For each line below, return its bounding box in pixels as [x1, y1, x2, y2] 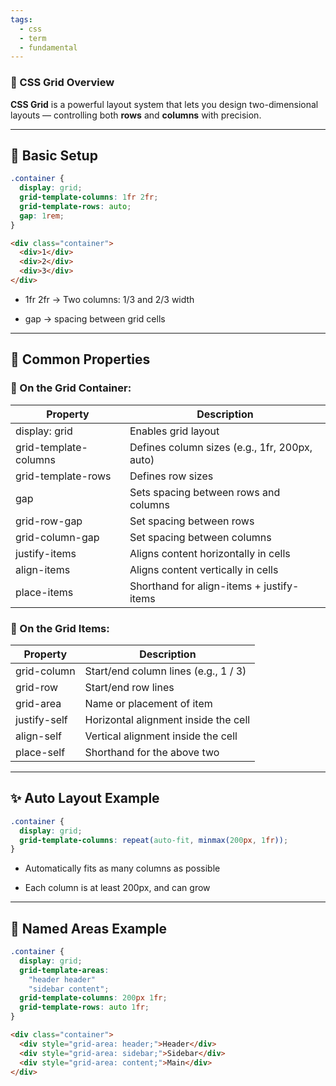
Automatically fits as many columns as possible [24, 862, 221, 875]
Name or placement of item [84, 696, 213, 710]
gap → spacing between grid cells [24, 312, 166, 325]
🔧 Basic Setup [10, 147, 98, 164]
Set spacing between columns [129, 530, 272, 544]
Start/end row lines [84, 680, 175, 694]
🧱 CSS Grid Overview [10, 76, 115, 90]
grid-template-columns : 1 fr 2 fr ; [19, 192, 159, 203]
